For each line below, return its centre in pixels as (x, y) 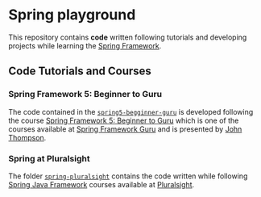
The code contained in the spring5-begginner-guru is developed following (131, 111)
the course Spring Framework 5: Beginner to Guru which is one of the (124, 120)
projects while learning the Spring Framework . (85, 45)
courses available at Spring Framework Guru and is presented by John (125, 129)
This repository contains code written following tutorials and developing (128, 37)
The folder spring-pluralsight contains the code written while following (128, 176)
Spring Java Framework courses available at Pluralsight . (101, 184)
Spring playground (72, 15)
